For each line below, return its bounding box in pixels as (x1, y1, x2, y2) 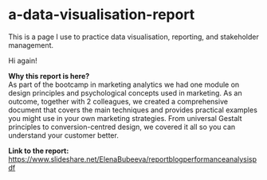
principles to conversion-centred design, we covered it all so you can (8, 122, 236, 131)
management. (8, 40, 54, 49)
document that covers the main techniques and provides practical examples (8, 105, 257, 115)
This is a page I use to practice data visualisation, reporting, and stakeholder (8, 32, 259, 41)
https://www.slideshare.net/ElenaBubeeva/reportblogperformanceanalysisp (8, 154, 257, 164)
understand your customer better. (8, 130, 120, 140)
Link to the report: (8, 146, 69, 155)
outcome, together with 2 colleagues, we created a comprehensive (8, 96, 229, 106)
